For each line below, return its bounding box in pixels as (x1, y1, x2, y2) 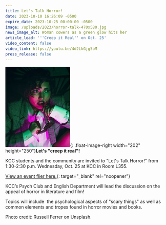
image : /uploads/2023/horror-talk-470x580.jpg (5, 25, 107, 30)
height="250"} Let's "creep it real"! (5, 147, 80, 154)
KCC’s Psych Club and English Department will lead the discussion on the (5, 183, 160, 189)
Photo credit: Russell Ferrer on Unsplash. (5, 214, 92, 220)
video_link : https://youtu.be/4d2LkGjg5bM (5, 46, 97, 51)
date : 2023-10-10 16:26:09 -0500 (5, 13, 77, 19)
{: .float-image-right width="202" (70, 142, 141, 148)
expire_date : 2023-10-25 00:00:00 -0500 (5, 19, 93, 24)
